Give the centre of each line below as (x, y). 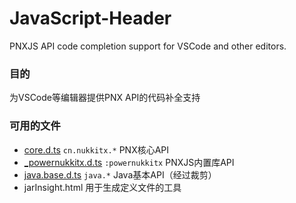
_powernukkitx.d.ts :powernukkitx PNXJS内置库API (129, 162)
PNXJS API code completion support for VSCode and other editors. (148, 46)
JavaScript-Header (90, 18)
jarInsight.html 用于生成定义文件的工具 (102, 187)
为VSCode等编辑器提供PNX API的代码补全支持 (105, 98)
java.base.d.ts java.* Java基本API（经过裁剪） (120, 174)
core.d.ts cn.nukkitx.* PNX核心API (96, 149)
